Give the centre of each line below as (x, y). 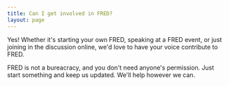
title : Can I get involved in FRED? (60, 13)
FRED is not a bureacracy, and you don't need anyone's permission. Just (111, 67)
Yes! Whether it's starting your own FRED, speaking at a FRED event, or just (115, 39)
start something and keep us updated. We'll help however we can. (101, 75)
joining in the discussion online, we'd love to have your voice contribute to (112, 47)
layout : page (26, 20)
